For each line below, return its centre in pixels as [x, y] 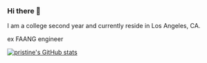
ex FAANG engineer [35, 39]
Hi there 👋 [24, 11]
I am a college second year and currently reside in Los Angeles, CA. [104, 26]
